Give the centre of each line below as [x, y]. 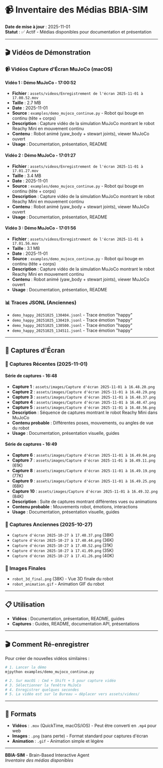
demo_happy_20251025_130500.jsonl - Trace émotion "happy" [72, 325]
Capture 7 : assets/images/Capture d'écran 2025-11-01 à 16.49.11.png [84, 460]
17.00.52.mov [25, 98]
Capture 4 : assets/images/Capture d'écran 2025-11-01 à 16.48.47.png [84, 402]
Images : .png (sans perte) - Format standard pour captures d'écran [80, 736]
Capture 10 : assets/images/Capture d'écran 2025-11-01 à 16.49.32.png [85, 491]
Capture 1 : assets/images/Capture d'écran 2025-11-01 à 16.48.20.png [83, 386]
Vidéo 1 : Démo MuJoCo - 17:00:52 [41, 82]
